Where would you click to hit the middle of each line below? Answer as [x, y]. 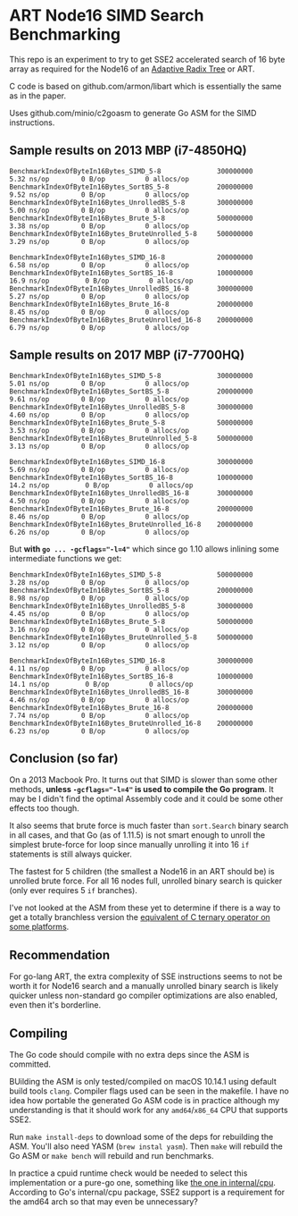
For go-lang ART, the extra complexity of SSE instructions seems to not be [146, 976]
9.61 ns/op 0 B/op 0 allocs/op [99, 399]
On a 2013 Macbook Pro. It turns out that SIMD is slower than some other [144, 780]
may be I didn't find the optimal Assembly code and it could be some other [146, 799]
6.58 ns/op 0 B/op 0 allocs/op [99, 265]
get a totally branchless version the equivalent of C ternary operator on [140, 917]
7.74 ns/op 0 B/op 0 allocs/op [99, 715]
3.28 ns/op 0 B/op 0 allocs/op [99, 582]
